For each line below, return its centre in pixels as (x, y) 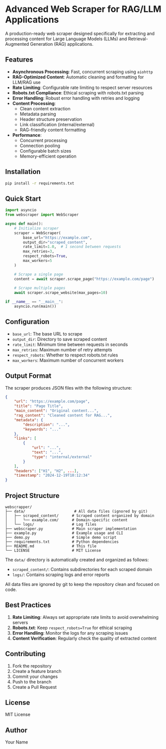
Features (19, 60)
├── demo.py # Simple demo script (61, 537)
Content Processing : (34, 103)
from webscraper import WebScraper (42, 215)
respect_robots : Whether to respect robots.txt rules (65, 355)
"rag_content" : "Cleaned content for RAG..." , (63, 416)
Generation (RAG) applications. (62, 44)
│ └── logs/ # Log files (51, 524)
